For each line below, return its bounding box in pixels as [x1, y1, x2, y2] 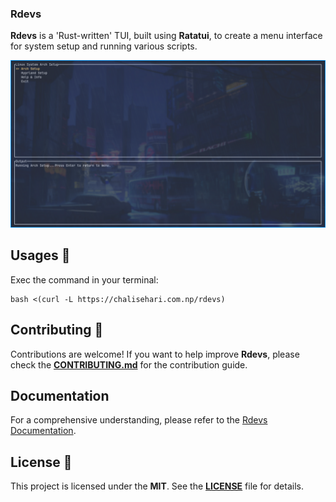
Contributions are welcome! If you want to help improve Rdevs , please [10, 348, 300, 360]
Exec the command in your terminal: [10, 273, 159, 286]
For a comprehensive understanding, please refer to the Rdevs [10, 414, 268, 426]
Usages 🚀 [10, 247, 71, 264]
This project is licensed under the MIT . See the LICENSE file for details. [10, 480, 304, 492]
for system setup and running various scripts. [10, 40, 198, 52]
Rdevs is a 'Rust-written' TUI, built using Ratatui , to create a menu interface [10, 30, 323, 42]
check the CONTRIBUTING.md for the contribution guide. [10, 358, 248, 371]
